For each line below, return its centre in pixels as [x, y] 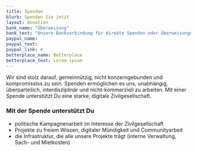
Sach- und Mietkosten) [42, 142]
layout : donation [27, 22]
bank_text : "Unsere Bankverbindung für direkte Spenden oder [82, 33]
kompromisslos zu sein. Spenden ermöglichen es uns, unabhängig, [87, 83]
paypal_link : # [25, 50]
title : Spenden [25, 11]
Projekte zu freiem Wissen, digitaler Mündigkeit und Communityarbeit [98, 130]
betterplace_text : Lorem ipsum [44, 60]
